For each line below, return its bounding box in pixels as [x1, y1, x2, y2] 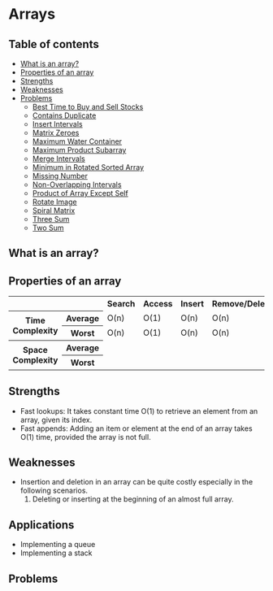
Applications [8, 518, 75, 532]
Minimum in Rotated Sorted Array [32, 163, 145, 172]
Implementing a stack [19, 548, 93, 558]
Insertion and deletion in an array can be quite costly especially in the [19, 477, 253, 487]
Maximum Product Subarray [32, 146, 127, 154]
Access [143, 298, 173, 310]
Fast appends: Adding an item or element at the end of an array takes [19, 424, 253, 433]
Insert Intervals [32, 120, 83, 128]
